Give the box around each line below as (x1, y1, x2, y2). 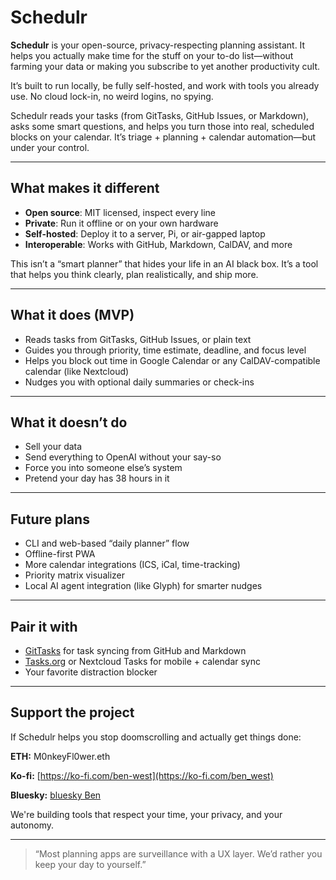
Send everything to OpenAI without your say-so (24, 451, 222, 463)
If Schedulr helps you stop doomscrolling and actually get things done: (10, 731, 302, 743)
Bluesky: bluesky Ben (10, 789, 102, 801)
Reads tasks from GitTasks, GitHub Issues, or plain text (24, 333, 252, 345)
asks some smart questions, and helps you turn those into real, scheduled (10, 120, 315, 132)
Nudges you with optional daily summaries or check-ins (24, 376, 255, 388)
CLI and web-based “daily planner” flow (24, 537, 190, 550)
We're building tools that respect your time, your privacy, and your (10, 808, 283, 820)
